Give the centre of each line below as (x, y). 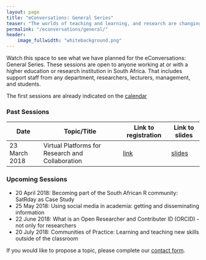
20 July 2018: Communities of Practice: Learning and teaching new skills (107, 232)
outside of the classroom (47, 238)
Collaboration (63, 161)
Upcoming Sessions (37, 180)
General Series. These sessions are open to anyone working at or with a (97, 64)
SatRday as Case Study (45, 199)
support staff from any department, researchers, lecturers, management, (98, 78)
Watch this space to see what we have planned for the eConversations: (96, 58)
